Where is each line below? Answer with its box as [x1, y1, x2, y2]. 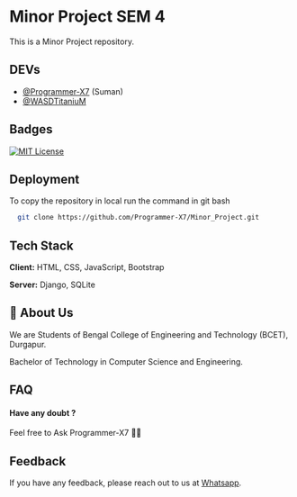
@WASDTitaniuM [22, 95, 87, 106]
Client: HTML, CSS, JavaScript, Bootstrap [9, 262, 165, 273]
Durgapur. [9, 339, 47, 349]
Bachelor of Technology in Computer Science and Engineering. [9, 356, 243, 366]
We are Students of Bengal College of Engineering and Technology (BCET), [9, 329, 289, 339]
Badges [9, 122, 53, 137]
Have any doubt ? [9, 407, 76, 418]
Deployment [9, 171, 80, 186]
